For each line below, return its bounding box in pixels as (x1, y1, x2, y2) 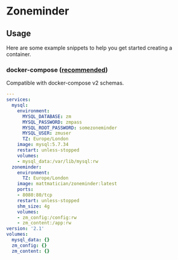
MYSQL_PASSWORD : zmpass (22, 119, 83, 125)
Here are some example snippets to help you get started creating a (6, 44, 173, 51)
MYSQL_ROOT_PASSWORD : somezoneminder (22, 125, 118, 131)
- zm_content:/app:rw (17, 220, 71, 226)
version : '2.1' (6, 226, 45, 232)
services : (6, 97, 31, 103)
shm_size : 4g (17, 203, 50, 209)
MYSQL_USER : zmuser (22, 130, 71, 136)
